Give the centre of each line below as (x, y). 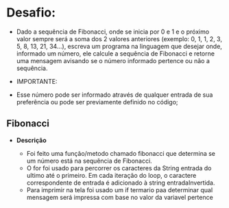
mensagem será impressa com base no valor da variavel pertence (120, 197)
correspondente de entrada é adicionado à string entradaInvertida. (121, 183)
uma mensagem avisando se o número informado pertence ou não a (113, 60)
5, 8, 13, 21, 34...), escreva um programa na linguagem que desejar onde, (119, 46)
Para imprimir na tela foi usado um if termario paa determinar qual (120, 189)
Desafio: (31, 13)
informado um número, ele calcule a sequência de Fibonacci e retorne (116, 54)
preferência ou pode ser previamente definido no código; (97, 102)
